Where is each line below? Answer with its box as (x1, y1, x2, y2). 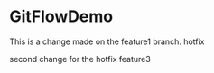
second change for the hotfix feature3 (9, 53, 151, 64)
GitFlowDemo (9, 6, 114, 27)
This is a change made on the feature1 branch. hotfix (9, 36, 205, 47)
